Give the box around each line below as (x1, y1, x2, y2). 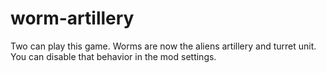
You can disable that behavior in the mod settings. (10, 50, 217, 62)
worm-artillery (10, 7, 135, 30)
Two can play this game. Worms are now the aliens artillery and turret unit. (10, 40, 317, 52)
